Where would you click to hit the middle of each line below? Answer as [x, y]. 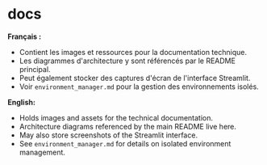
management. [42, 152]
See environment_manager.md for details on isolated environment [125, 143]
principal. [35, 69]
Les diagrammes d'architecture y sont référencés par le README [127, 61]
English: [21, 102]
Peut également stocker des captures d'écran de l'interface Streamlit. [135, 78]
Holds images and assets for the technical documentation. [116, 117]
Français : [25, 36]
